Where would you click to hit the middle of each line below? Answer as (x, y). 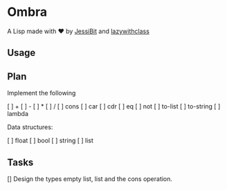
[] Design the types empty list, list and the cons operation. (90, 179)
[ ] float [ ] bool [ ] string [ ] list (50, 141)
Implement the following (42, 93)
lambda (18, 114)
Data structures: (30, 127)
